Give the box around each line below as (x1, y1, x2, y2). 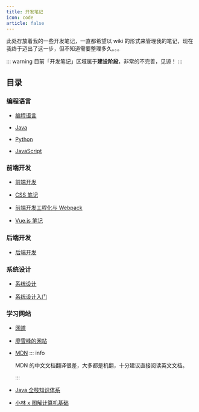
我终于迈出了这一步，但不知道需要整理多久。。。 (6, 45, 122, 52)
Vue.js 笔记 (14, 217, 43, 224)
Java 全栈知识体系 (14, 387, 61, 394)
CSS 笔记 (14, 191, 38, 198)
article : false (6, 20, 45, 26)
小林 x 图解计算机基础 (14, 399, 69, 407)
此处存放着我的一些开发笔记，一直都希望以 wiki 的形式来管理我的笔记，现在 (6, 38, 194, 45)
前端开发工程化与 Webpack (14, 204, 83, 212)
